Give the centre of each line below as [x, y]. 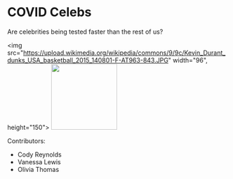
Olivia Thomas [38, 169]
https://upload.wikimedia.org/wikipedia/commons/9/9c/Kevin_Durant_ [125, 53]
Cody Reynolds [39, 154]
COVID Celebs [49, 12]
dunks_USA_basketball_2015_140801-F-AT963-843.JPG [88, 60]
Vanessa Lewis [39, 161]
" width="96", [188, 60]
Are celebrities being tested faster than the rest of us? [85, 32]
